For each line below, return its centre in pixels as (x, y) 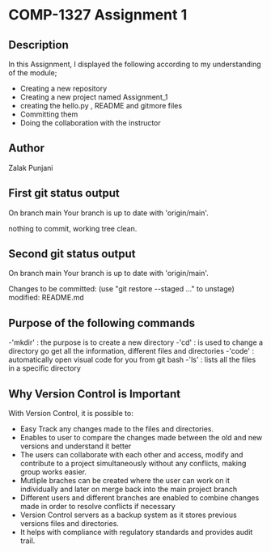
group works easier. (53, 472)
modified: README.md (47, 298)
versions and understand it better (76, 446)
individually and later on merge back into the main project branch (129, 489)
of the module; (33, 73)
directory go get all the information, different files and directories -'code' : (131, 351)
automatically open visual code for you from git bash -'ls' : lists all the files (132, 360)
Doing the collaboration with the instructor (91, 123)
